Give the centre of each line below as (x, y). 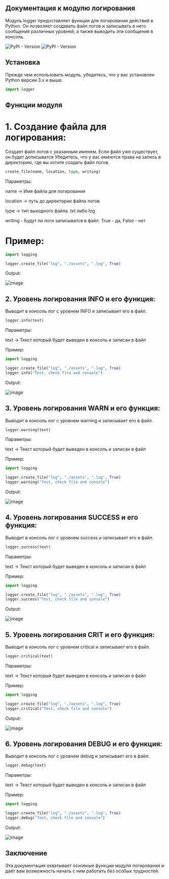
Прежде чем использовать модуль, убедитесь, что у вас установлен (80, 74)
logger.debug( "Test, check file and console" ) (55, 818)
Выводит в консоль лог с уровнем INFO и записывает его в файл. (76, 311)
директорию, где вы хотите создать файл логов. (57, 162)
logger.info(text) (25, 321)
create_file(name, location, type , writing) (53, 172)
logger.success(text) (28, 547)
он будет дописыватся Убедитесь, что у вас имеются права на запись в (83, 157)
